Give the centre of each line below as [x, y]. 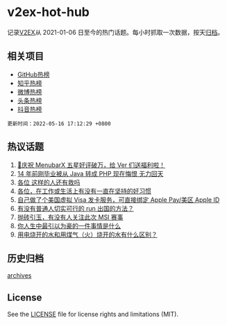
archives [19, 276]
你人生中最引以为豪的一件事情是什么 [69, 225]
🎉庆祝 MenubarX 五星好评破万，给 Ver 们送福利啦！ [91, 165]
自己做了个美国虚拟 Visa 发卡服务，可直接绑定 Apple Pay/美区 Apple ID [118, 200]
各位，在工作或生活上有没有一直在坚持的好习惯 [84, 191]
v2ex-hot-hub [49, 12]
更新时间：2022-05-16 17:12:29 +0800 [59, 124]
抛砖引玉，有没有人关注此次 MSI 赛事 [70, 217]
